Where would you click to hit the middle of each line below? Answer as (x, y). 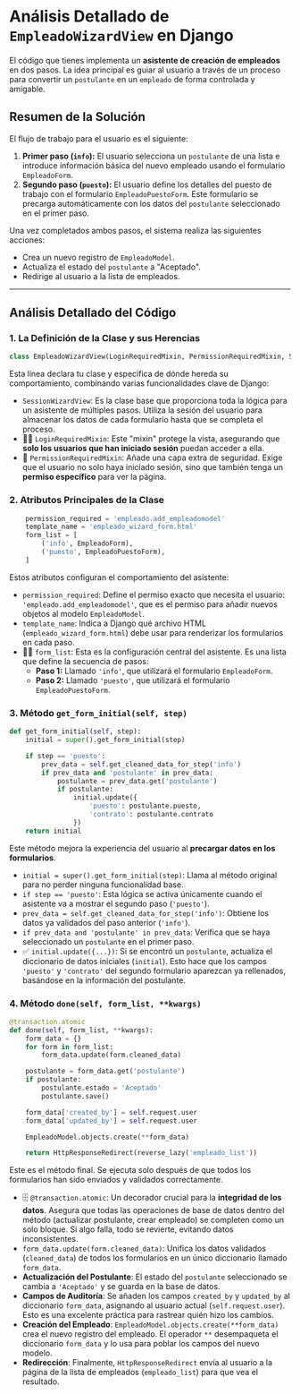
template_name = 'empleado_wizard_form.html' (112, 527)
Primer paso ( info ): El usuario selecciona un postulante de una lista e (151, 156)
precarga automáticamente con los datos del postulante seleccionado (151, 203)
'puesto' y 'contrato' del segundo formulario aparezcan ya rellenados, (154, 971)
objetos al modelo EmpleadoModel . (83, 613)
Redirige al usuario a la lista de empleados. (101, 276)
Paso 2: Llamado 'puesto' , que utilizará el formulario (133, 680)
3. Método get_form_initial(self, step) (98, 713)
